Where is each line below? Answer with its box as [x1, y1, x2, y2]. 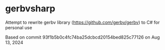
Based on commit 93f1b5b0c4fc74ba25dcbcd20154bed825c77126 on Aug [5, 34, 160, 40]
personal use [5, 24, 33, 30]
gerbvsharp [5, 3, 55, 14]
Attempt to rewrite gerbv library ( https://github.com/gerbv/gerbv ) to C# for [5, 19, 160, 25]
